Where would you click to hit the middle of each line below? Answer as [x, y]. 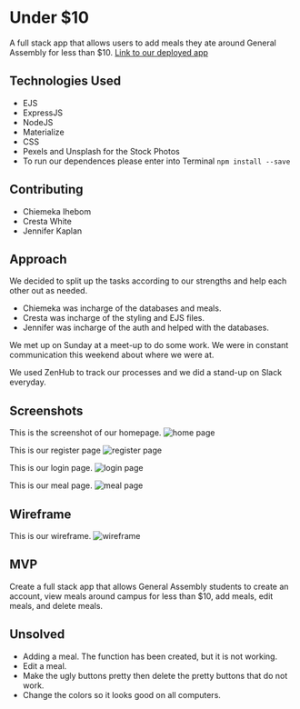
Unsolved [37, 634]
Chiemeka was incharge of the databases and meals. [122, 308]
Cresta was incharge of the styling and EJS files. [113, 318]
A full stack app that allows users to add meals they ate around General [143, 43]
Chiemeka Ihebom [57, 211]
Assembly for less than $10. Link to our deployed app [109, 52]
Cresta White [47, 221]
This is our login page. [51, 468]
